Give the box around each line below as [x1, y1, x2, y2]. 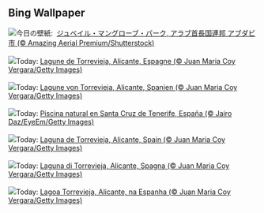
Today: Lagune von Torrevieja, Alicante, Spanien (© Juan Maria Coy [16, 82, 238, 92]
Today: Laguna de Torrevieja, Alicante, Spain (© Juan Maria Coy [16, 134, 226, 144]
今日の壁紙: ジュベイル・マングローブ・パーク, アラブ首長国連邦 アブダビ [16, 28, 256, 38]
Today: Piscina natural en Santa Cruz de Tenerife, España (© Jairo [16, 108, 232, 118]
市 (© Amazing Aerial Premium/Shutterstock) [8, 38, 155, 47]
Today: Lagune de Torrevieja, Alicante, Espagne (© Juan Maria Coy [16, 56, 236, 65]
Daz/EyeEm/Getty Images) [8, 117, 95, 126]
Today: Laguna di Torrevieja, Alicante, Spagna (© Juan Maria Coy [16, 161, 230, 170]
